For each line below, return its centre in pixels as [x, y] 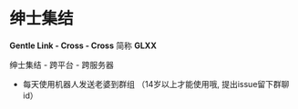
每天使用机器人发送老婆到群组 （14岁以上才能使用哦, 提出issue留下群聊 [156, 84]
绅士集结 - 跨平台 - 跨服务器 [62, 64]
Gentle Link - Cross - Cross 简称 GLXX [83, 45]
